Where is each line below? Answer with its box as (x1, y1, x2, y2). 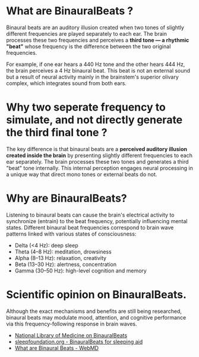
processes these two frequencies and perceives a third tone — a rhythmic (6, 36, 189, 43)
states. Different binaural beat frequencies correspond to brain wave (6, 224, 174, 231)
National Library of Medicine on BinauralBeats (14, 331, 128, 339)
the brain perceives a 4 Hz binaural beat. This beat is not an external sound (6, 67, 191, 74)
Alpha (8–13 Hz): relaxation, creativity (14, 254, 107, 261)
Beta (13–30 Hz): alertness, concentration (14, 261, 117, 268)
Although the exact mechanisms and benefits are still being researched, (6, 308, 182, 315)
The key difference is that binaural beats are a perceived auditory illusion (6, 145, 187, 152)
